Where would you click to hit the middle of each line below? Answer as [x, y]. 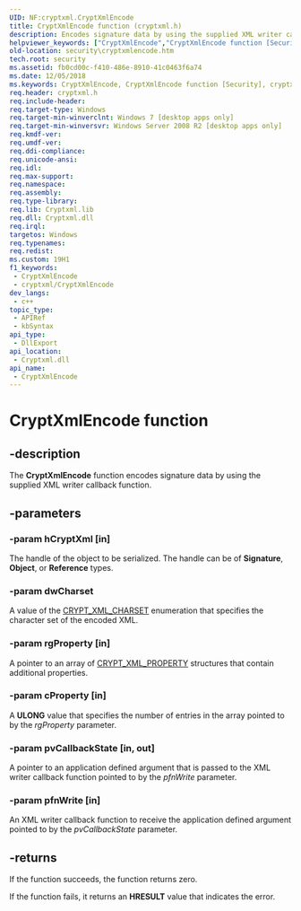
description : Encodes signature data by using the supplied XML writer [146, 34]
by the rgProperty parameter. [63, 724]
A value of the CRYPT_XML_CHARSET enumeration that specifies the [137, 610]
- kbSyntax [33, 327]
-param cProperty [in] [58, 696]
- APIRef [30, 318]
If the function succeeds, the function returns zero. [103, 880]
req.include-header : [48, 101]
